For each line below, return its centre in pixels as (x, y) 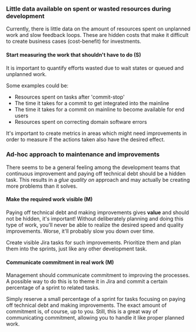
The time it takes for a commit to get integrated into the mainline (92, 103)
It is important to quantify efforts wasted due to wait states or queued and (95, 68)
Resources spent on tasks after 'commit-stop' (69, 97)
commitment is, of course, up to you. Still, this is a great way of (82, 311)
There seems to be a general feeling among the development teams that (93, 167)
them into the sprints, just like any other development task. (77, 249)
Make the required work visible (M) (49, 199)
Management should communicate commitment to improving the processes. (98, 275)
